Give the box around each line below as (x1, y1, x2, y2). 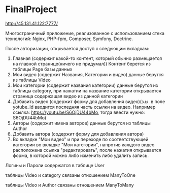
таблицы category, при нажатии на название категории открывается (12, 87, 161, 93)
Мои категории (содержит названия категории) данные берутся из (12, 82, 158, 88)
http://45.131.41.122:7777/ (5, 20, 58, 26)
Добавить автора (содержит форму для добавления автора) (12, 131, 144, 137)
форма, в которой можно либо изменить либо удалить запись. (12, 152, 149, 158)
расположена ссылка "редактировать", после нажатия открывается (12, 147, 161, 153)
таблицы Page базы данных (12, 66, 73, 72)
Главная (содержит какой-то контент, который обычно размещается (12, 55, 162, 61)
